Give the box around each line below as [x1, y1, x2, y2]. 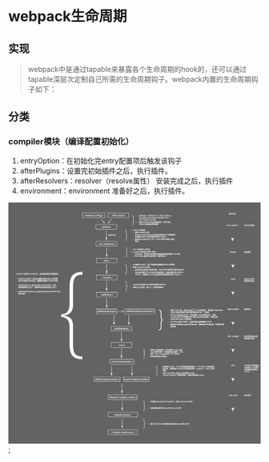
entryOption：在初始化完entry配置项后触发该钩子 [19, 155, 183, 165]
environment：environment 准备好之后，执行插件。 [19, 186, 190, 195]
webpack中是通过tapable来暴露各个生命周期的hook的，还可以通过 [27, 65, 247, 74]
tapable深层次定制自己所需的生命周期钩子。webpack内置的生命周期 [27, 74, 252, 84]
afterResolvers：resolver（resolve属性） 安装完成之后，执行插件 [19, 175, 234, 185]
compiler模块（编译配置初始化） [8, 136, 134, 147]
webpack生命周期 [8, 7, 127, 26]
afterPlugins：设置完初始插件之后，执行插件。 [19, 166, 172, 175]
